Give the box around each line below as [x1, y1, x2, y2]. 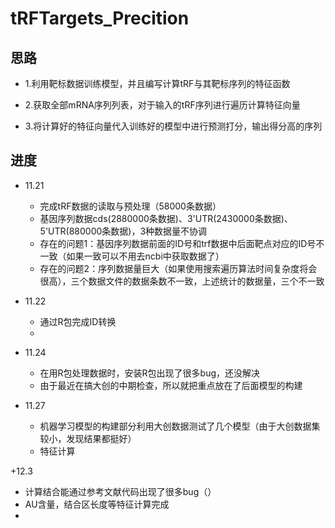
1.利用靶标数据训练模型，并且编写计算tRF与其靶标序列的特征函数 [24, 78, 291, 89]
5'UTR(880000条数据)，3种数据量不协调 [39, 225, 208, 237]
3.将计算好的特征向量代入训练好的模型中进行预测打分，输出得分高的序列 [24, 120, 323, 132]
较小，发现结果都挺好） [39, 432, 137, 444]
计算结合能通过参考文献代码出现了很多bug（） [24, 485, 217, 497]
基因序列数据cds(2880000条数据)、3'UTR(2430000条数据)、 [39, 212, 293, 224]
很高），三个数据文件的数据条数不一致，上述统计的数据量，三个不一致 [39, 275, 325, 287]
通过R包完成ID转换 [39, 315, 117, 327]
